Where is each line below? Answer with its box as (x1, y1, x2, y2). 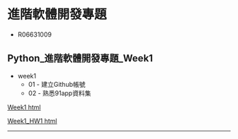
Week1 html (7, 103, 41, 111)
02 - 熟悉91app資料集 (28, 89, 91, 97)
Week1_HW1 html (7, 116, 57, 125)
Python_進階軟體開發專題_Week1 (7, 52, 154, 64)
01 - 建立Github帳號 (28, 80, 86, 88)
